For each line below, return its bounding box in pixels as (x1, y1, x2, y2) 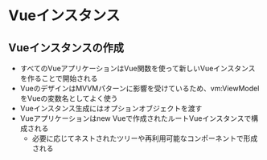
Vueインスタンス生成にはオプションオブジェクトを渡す (19, 104, 203, 113)
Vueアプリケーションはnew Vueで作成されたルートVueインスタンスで (19, 114, 252, 123)
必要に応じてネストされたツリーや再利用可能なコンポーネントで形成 (31, 134, 258, 143)
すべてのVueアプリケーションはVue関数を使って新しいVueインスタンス (19, 64, 256, 73)
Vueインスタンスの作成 (8, 41, 125, 54)
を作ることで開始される (19, 74, 98, 83)
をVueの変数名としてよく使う (19, 94, 118, 103)
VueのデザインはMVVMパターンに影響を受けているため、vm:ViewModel (19, 84, 260, 93)
